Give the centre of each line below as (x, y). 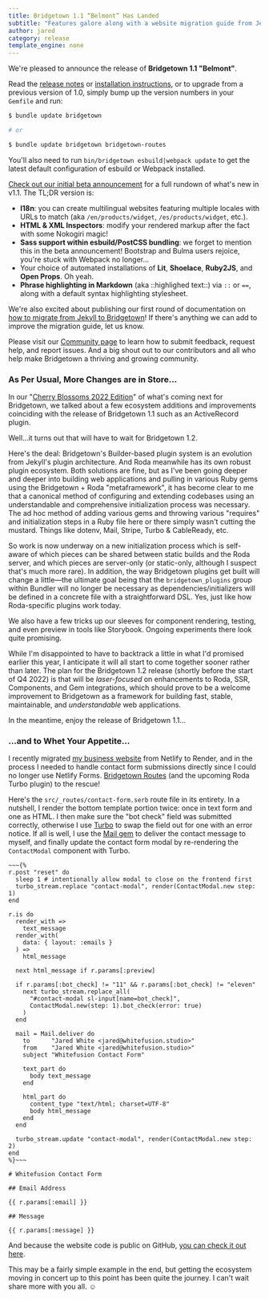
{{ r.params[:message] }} (51, 1231)
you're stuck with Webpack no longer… (84, 259)
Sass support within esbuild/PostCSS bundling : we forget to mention (136, 242)
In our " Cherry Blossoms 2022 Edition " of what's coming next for (116, 397)
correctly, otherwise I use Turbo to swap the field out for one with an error (130, 825)
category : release (39, 38)
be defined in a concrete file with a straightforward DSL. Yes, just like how (130, 597)
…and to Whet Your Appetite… (69, 741)
